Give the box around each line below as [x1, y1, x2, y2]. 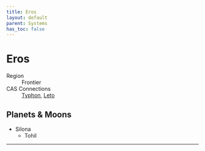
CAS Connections [6, 85, 51, 93]
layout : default [6, 15, 48, 21]
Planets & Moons [6, 109, 72, 119]
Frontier [21, 79, 41, 86]
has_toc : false [6, 26, 45, 32]
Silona [15, 125, 32, 133]
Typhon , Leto [21, 92, 55, 99]
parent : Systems [6, 20, 48, 26]
